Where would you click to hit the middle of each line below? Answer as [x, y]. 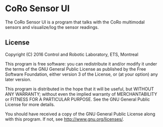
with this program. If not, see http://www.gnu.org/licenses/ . [65, 119]
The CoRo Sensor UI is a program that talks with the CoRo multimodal [75, 22]
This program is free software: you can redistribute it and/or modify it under [81, 63]
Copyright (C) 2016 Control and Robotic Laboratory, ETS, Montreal [72, 54]
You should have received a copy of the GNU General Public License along [80, 114]
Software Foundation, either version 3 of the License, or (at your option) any [81, 74]
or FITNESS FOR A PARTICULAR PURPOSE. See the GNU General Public [78, 99]
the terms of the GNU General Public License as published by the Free [76, 69]
